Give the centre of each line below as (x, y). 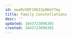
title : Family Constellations (36, 14)
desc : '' (14, 19)
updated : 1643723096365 (30, 23)
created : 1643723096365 (30, 28)
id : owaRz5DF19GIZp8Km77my (33, 10)
